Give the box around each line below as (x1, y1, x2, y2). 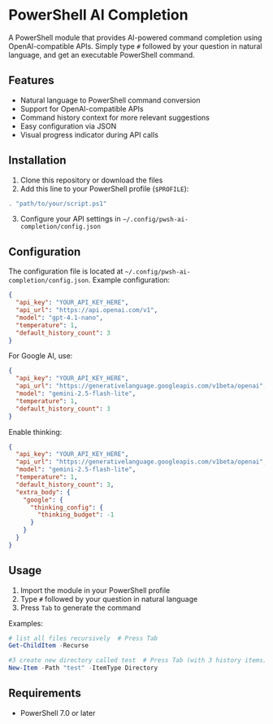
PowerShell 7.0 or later (19, 708, 96, 717)
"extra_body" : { (15, 488, 71, 496)
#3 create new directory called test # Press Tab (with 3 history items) (8, 656, 267, 665)
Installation (8, 153, 67, 168)
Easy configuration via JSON (19, 121, 117, 131)
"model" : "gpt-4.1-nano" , (15, 314, 104, 322)
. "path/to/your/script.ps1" (8, 200, 107, 208)
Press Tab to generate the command (19, 603, 141, 612)
